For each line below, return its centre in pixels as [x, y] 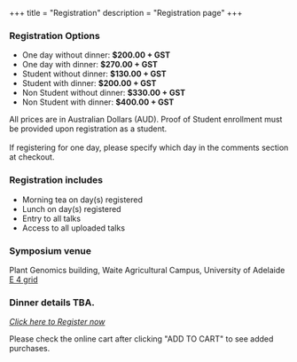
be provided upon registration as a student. [88, 129]
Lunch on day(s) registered [71, 209]
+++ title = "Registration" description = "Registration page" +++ [126, 13]
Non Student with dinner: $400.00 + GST [98, 102]
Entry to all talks [51, 218]
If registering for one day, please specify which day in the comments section [149, 148]
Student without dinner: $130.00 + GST [94, 74]
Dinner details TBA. [52, 303]
